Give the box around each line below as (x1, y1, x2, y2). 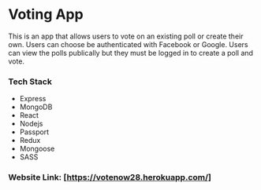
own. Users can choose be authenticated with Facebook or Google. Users (8, 39, 248, 49)
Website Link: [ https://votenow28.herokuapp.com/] (8, 172, 211, 183)
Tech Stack (8, 76, 53, 87)
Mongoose (19, 144, 55, 154)
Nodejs (19, 119, 43, 129)
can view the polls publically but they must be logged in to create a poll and (8, 48, 254, 57)
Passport (19, 127, 50, 137)
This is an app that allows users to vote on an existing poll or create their (8, 31, 244, 41)
